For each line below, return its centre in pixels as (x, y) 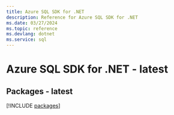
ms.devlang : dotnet (31, 34)
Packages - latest (40, 91)
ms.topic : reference (32, 28)
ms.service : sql (26, 40)
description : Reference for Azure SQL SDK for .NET (72, 17)
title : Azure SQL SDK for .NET (45, 12)
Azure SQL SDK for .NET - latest (87, 69)
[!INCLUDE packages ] (33, 106)
